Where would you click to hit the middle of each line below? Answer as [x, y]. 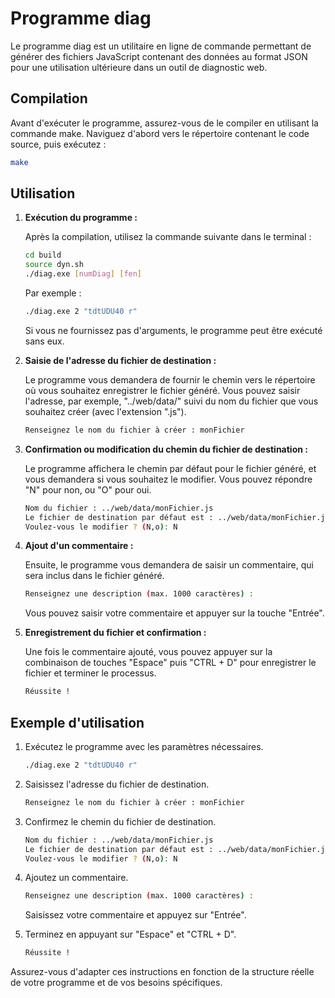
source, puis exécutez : [58, 144]
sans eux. [44, 341]
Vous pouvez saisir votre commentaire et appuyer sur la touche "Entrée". [174, 613]
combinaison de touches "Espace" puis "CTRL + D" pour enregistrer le [170, 663]
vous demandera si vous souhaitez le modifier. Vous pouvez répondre [168, 479]
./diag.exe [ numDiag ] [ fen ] [83, 274]
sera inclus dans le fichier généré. [94, 576]
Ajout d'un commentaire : [79, 546]
